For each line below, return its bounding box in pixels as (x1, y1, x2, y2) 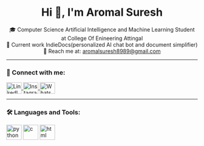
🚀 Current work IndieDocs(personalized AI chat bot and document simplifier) (6, 41, 198, 48)
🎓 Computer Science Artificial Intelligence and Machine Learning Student (8, 25, 195, 33)
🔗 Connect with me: (6, 68, 66, 76)
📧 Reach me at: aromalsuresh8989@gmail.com (43, 47, 161, 55)
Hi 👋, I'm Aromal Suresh (41, 5, 163, 19)
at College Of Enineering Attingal (61, 35, 143, 42)
